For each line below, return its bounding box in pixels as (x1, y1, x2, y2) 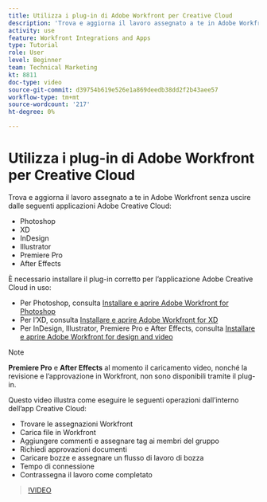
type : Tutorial (8, 41, 59, 49)
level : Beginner (8, 57, 62, 65)
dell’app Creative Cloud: (8, 403, 87, 413)
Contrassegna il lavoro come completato (19, 469, 153, 479)
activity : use (8, 26, 56, 34)
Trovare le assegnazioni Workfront (19, 419, 133, 429)
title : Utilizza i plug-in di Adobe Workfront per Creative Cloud (8, 11, 233, 20)
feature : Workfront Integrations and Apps (8, 33, 151, 42)
